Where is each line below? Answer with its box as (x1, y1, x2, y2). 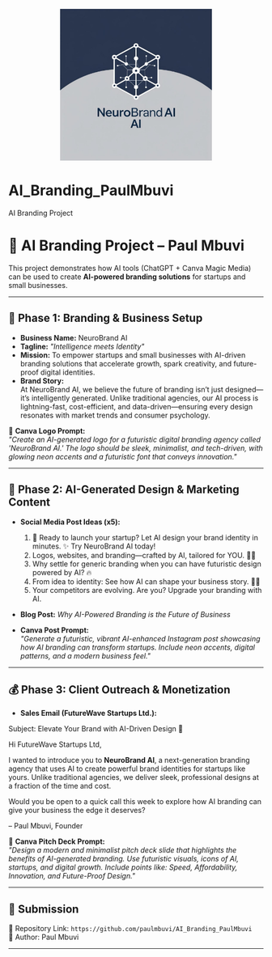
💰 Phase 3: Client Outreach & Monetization (8, 683, 231, 697)
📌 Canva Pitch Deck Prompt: (8, 836, 105, 846)
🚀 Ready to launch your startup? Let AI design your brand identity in (32, 532, 259, 542)
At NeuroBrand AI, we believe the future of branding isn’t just (19, 384, 224, 394)
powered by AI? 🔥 (32, 567, 92, 577)
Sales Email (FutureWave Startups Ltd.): (19, 709, 158, 718)
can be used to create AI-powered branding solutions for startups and (8, 272, 246, 282)
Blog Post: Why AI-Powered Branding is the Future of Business (19, 609, 231, 619)
